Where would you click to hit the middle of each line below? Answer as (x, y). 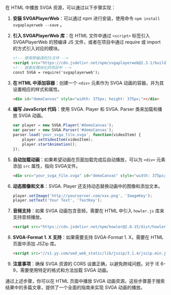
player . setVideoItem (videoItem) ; (58, 140)
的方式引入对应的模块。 (37, 48)
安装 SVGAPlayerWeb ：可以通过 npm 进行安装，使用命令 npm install (86, 18)
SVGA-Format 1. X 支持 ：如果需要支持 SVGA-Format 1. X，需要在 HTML (88, 237)
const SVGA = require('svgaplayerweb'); (56, 72)
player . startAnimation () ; (50, 144)
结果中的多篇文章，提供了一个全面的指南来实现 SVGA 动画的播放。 (75, 287)
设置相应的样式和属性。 (37, 89)
